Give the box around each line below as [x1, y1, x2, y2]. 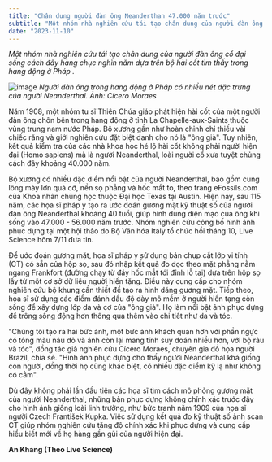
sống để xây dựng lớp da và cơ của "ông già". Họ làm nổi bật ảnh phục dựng [8, 303, 264, 312]
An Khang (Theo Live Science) [8, 445, 114, 455]
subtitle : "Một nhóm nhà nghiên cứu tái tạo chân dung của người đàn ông [8, 20, 264, 28]
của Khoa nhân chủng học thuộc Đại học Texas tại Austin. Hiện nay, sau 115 [8, 192, 261, 202]
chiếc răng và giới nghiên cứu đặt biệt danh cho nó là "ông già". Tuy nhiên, [8, 133, 258, 142]
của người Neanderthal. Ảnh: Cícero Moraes [8, 91, 157, 101]
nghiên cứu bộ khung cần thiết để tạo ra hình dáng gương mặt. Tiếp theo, [8, 285, 253, 295]
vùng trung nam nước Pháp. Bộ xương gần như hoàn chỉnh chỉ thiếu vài [8, 124, 246, 134]
